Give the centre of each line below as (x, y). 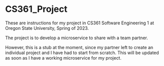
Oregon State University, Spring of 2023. (47, 28)
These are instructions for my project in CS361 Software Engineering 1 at (80, 23)
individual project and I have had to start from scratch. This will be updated (82, 53)
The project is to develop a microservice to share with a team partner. (77, 38)
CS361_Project (36, 9)
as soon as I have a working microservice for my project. (63, 58)
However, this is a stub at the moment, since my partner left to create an (79, 47)
